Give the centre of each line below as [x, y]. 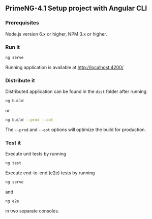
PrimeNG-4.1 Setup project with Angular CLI [76, 8]
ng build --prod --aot [29, 120]
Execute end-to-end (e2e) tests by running [50, 173]
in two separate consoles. [32, 211]
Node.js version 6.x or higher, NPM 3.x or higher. [56, 34]
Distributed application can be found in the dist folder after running [76, 91]
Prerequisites [22, 23]
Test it [13, 143]
